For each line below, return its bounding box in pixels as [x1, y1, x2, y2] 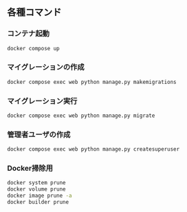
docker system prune [7, 180, 67, 187]
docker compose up [7, 45, 60, 52]
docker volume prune [7, 186, 67, 193]
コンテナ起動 [7, 29, 50, 39]
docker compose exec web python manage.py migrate [7, 112, 155, 119]
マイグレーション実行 [7, 96, 78, 105]
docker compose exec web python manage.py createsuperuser [7, 146, 180, 153]
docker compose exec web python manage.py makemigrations [7, 78, 177, 85]
